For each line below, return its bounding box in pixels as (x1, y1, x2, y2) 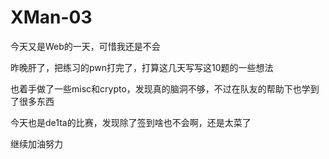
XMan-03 (10, 6, 93, 29)
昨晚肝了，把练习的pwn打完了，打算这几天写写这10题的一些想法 (10, 61, 274, 73)
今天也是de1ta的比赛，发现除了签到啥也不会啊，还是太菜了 (10, 116, 252, 128)
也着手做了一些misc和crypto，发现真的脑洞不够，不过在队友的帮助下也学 (10, 82, 311, 95)
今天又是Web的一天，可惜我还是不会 (10, 40, 161, 52)
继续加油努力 (10, 137, 63, 150)
